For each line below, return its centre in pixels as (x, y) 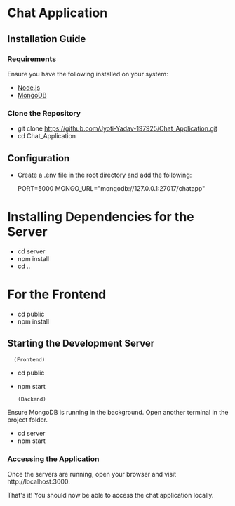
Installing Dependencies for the (101, 217)
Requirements (32, 59)
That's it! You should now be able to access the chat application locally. (110, 495)
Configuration (39, 158)
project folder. (27, 420)
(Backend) (32, 399)
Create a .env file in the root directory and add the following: (105, 175)
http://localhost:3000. (39, 481)
